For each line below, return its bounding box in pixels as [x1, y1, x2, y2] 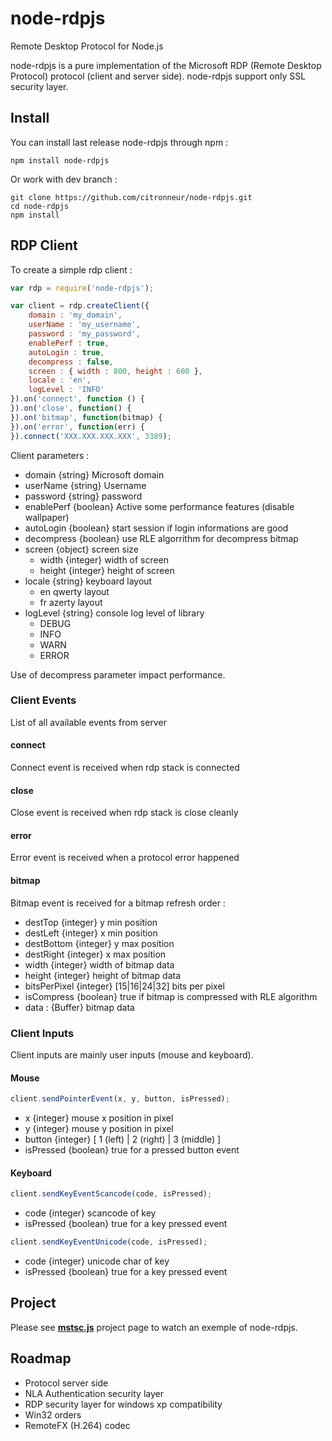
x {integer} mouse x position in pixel [24, 1112, 174, 1124]
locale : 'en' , [28, 375, 92, 386]
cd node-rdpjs [10, 201, 70, 211]
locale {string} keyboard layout [24, 575, 153, 587]
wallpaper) [24, 511, 70, 523]
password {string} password [24, 490, 143, 502]
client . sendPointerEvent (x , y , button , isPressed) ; [10, 1094, 230, 1104]
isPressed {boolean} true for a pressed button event [24, 1144, 240, 1156]
